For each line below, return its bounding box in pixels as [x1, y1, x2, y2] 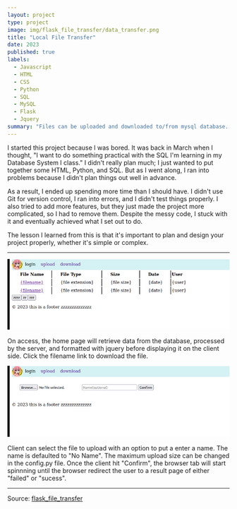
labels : [7, 56, 30, 64]
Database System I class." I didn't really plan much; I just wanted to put [7, 158, 214, 167]
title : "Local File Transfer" [7, 34, 97, 41]
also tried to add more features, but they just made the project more [7, 202, 205, 210]
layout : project [7, 11, 55, 18]
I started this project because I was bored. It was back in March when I [7, 143, 213, 152]
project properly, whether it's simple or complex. [7, 238, 149, 246]
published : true [7, 49, 55, 56]
